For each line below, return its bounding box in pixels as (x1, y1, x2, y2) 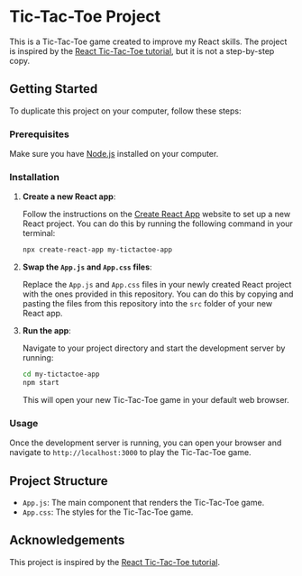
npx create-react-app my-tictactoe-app (22, 245, 173, 254)
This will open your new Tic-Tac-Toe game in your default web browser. (22, 394, 290, 405)
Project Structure (9, 473, 108, 489)
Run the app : (22, 325, 72, 336)
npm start (22, 379, 60, 388)
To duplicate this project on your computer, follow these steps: (9, 105, 242, 116)
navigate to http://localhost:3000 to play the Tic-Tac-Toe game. (9, 447, 252, 458)
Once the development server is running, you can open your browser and (9, 437, 282, 448)
